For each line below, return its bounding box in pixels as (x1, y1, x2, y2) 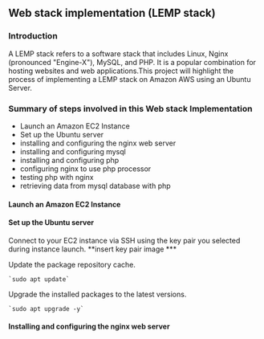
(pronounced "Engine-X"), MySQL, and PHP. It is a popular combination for (8, 57, 257, 67)
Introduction (8, 31, 58, 42)
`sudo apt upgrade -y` (8, 304, 84, 312)
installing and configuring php (19, 155, 120, 165)
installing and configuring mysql (19, 146, 126, 156)
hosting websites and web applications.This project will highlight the (8, 66, 234, 76)
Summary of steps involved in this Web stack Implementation (8, 103, 253, 114)
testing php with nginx (19, 172, 94, 182)
